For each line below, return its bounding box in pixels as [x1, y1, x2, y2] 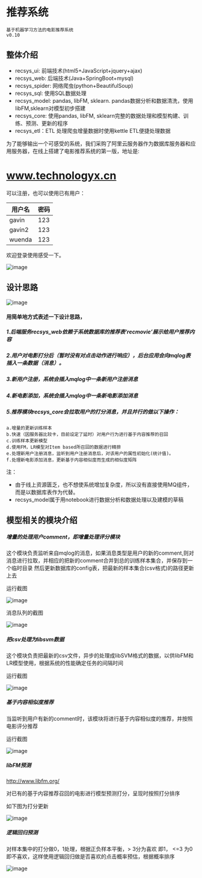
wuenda [9, 235, 32, 243]
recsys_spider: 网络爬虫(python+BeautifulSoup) [14, 82, 133, 89]
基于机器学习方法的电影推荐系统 [6, 26, 74, 33]
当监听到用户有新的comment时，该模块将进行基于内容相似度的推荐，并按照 [6, 715, 193, 722]
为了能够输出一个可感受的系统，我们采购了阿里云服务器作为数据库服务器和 [6, 139, 191, 147]
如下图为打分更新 [6, 802, 49, 809]
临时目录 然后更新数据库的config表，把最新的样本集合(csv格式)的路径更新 [11, 564, 194, 572]
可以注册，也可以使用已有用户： [6, 189, 85, 197]
